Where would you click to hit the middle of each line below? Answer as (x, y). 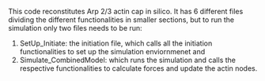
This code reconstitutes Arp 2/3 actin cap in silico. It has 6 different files (126, 11)
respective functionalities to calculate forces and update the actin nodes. (138, 68)
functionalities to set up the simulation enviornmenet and (112, 52)
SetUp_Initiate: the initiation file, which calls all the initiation (116, 43)
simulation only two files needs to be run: (75, 28)
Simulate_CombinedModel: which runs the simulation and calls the (127, 60)
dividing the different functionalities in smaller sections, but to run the (121, 20)
